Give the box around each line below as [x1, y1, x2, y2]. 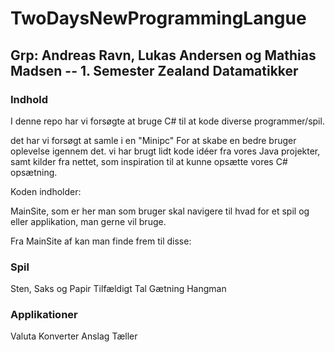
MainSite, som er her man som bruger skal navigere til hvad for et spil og [10, 205, 310, 217]
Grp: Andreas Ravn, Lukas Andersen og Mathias [10, 47, 317, 64]
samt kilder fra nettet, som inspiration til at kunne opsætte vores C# [10, 155, 288, 167]
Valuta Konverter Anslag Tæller [10, 330, 138, 342]
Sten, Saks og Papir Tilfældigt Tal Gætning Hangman [10, 283, 227, 295]
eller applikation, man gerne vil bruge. [10, 215, 167, 227]
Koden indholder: [10, 185, 82, 197]
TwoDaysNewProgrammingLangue [10, 7, 307, 30]
